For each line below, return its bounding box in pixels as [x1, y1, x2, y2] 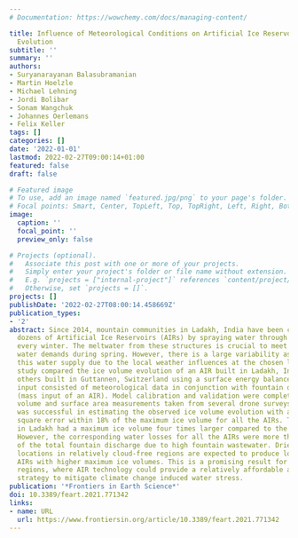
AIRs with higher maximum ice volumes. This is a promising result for [17, 457, 288, 466]
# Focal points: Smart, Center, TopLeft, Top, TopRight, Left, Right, [9, 202, 276, 211]
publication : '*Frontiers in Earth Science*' [9, 482, 180, 491]
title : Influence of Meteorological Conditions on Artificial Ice [9, 28, 260, 38]
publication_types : [9, 308, 82, 318]
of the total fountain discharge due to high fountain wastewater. [17, 440, 272, 449]
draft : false [9, 170, 58, 178]
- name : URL [9, 507, 53, 516]
